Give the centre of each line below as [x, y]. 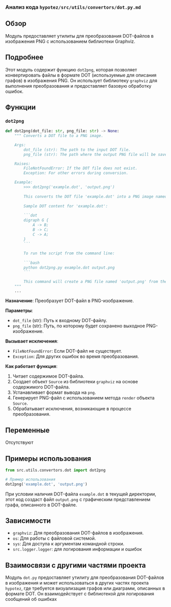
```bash [32, 263]
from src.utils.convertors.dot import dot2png [55, 470]
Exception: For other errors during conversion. [76, 173]
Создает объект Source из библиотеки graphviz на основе [75, 382]
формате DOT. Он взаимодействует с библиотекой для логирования [80, 594]
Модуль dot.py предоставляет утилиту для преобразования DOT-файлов [85, 577]
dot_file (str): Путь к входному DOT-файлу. [60, 321]
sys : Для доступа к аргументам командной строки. [68, 544]
